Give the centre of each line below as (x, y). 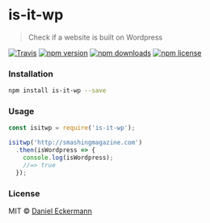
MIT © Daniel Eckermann (50, 211)
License (24, 193)
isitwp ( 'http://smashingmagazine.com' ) (76, 143)
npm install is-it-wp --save (57, 90)
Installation (31, 74)
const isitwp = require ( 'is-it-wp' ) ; (72, 128)
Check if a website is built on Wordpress (95, 37)
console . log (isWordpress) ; (68, 158)
